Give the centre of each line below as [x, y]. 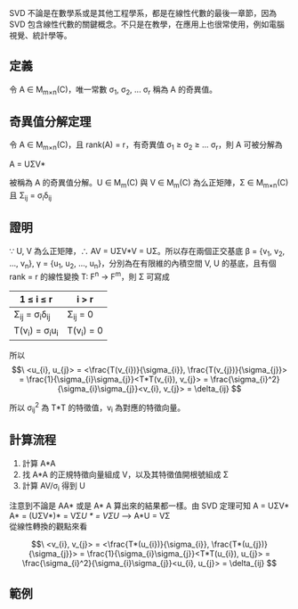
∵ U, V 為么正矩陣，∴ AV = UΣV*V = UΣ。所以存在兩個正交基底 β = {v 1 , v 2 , [147, 252]
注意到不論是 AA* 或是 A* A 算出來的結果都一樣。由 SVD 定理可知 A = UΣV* [149, 506]
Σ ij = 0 [80, 315]
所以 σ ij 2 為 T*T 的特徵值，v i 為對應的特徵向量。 [97, 407]
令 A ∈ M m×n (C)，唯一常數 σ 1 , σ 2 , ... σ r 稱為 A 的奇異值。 [113, 90]
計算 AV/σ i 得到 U [54, 486]
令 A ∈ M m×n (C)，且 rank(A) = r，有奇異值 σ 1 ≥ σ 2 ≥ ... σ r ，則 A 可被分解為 [146, 146]
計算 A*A [39, 463]
